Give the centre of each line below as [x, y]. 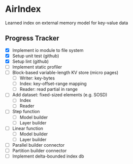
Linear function [28, 128]
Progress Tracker [32, 38]
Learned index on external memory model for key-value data [66, 23]
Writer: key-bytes [37, 78]
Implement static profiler [37, 67]
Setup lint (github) [31, 61]
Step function [26, 112]
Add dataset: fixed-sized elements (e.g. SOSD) [60, 95]
